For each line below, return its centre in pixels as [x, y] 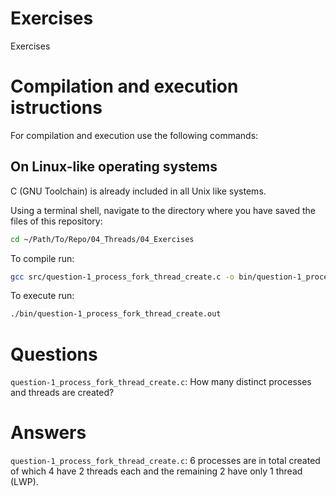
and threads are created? [62, 393]
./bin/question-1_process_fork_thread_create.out [116, 314]
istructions [56, 108]
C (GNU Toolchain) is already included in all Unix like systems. [138, 191]
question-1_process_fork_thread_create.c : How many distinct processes [161, 382]
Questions [54, 354]
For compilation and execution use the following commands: [134, 135]
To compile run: [42, 258]
